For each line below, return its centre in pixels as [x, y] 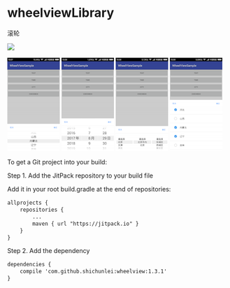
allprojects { [28, 203]
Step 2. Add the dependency [49, 250]
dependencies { [29, 264]
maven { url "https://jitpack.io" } [86, 224]
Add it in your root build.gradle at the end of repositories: [89, 189]
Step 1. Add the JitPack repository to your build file [80, 175]
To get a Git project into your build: [57, 161]
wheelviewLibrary [60, 13]
